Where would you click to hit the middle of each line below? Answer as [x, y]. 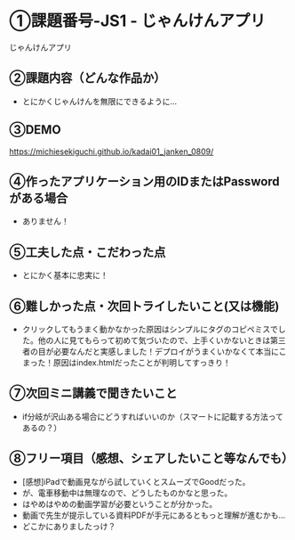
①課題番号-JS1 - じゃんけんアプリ [138, 21]
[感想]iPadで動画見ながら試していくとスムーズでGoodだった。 [136, 481]
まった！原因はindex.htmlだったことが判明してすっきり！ [126, 363]
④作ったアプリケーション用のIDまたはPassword [144, 181]
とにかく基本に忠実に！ [65, 275]
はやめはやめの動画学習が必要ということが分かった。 [120, 503]
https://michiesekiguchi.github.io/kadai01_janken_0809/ [112, 151]
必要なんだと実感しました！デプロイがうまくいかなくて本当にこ [170, 352]
